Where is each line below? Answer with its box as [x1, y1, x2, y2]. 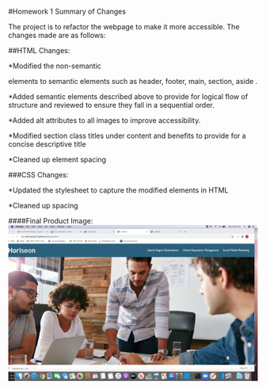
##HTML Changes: [8, 46, 70, 55]
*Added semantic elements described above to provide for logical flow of [8, 92, 249, 101]
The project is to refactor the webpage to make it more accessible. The [8, 22, 240, 31]
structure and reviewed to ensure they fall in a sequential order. [8, 101, 215, 109]
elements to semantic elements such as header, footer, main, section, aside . [8, 77, 258, 86]
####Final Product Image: [8, 216, 93, 225]
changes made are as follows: [8, 31, 106, 40]
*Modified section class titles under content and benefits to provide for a [8, 131, 247, 140]
